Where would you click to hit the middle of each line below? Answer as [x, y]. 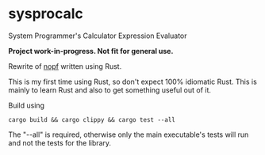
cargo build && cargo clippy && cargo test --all [92, 119]
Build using [27, 105]
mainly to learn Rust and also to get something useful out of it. [110, 90]
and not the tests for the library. [60, 142]
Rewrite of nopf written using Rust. [65, 66]
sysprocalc [46, 14]
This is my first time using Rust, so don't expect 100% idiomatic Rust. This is [133, 81]
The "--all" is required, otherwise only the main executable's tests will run [129, 134]
